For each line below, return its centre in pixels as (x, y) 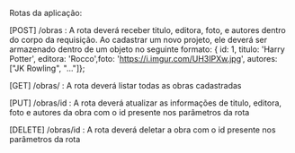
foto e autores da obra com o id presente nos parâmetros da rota (130, 112)
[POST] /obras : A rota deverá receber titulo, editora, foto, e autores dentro (147, 30)
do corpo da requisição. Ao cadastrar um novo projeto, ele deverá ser (139, 40)
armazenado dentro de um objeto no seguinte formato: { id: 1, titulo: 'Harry (147, 49)
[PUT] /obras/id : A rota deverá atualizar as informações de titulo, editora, (145, 103)
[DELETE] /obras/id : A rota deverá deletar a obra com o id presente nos (143, 130)
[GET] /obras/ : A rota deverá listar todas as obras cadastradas (125, 85)
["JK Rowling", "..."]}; (47, 68)
